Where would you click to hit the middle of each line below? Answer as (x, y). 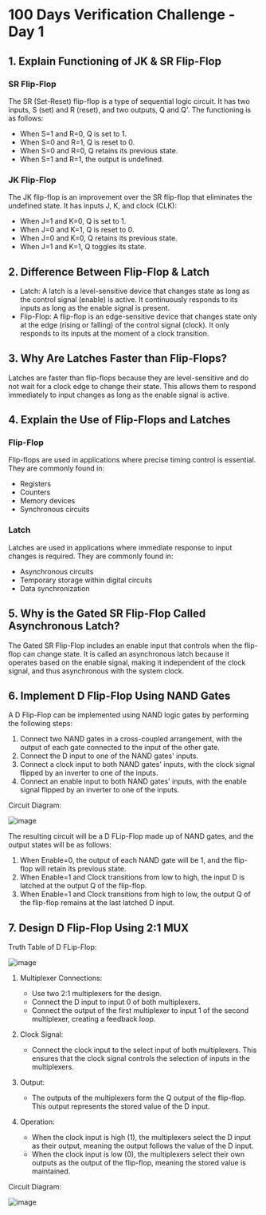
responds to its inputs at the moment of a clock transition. (114, 333)
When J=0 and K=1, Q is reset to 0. (77, 230)
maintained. (51, 1171)
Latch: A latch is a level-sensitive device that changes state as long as (135, 291)
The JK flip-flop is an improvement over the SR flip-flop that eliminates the (130, 197)
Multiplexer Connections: (61, 978)
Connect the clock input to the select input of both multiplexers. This (144, 1050)
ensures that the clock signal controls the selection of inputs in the (141, 1058)
